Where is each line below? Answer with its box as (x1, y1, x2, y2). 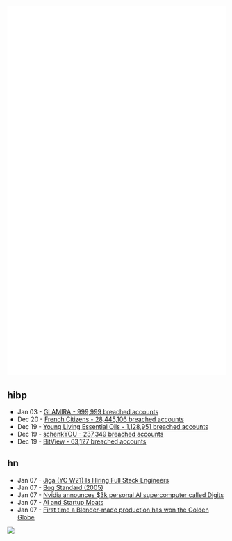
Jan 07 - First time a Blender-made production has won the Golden (17, 505, 210, 514)
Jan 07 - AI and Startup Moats (17, 498, 104, 506)
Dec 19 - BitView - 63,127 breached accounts (17, 437, 147, 446)
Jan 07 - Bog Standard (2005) (17, 483, 104, 492)
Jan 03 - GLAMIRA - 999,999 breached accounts (17, 408, 159, 416)
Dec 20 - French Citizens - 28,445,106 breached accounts (17, 415, 184, 423)
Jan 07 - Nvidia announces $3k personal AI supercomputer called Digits (17, 490, 224, 499)
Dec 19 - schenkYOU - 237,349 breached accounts (17, 430, 164, 439)
